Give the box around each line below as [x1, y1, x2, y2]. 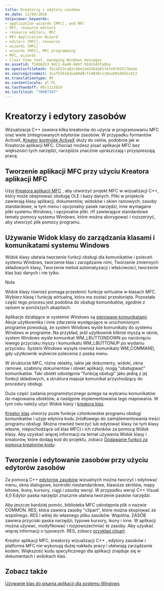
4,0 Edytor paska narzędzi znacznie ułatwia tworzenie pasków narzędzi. [5, 492, 151, 498]
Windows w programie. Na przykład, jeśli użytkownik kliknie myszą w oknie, [5, 330, 159, 336]
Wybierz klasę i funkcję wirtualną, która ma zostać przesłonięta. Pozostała [5, 294, 156, 300]
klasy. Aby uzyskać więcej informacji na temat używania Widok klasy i [5, 431, 147, 437]
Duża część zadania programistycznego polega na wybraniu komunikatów [5, 390, 156, 396]
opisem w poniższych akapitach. [5, 304, 71, 310]
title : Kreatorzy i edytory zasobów [5, 7, 80, 12]
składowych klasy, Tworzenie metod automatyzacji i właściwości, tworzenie [5, 264, 159, 270]
